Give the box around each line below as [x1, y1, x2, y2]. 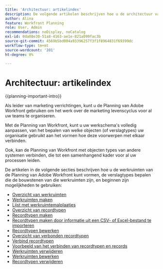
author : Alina [5, 16, 34, 21]
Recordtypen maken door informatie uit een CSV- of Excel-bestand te [12, 218, 152, 223]
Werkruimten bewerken [12, 253, 59, 259]
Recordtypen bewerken [12, 228, 59, 234]
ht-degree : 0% [5, 52, 34, 57]
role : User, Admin [5, 25, 42, 30]
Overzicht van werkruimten [12, 192, 66, 198]
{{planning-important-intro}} [5, 93, 62, 99]
